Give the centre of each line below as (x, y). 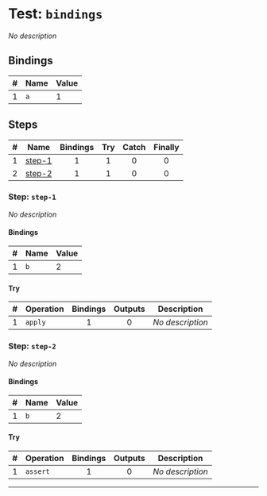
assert (37, 471)
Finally (166, 147)
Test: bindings (56, 14)
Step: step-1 (33, 197)
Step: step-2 (33, 346)
